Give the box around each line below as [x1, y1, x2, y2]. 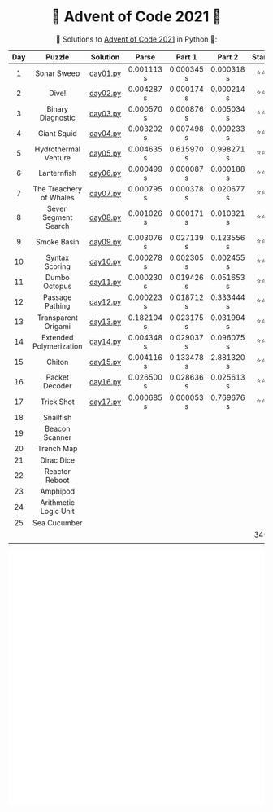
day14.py [89, 337, 122, 347]
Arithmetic [40, 498, 76, 507]
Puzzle [45, 52, 70, 62]
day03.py [89, 108, 122, 118]
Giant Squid [37, 128, 77, 138]
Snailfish [43, 412, 72, 422]
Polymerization [32, 341, 83, 351]
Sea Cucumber [32, 517, 83, 528]
